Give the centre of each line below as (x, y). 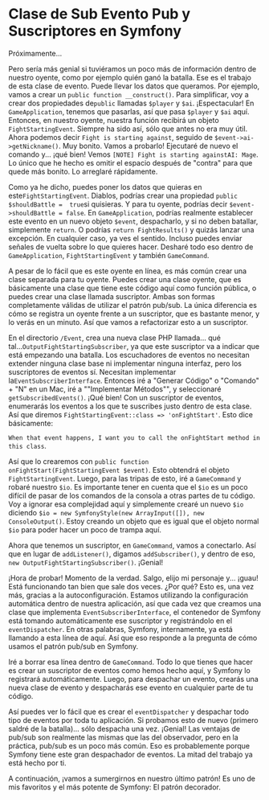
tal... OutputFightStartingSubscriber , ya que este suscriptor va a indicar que (134, 346)
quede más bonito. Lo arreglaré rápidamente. (83, 171)
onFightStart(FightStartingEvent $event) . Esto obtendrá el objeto (119, 470)
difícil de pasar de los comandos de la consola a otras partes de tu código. (132, 495)
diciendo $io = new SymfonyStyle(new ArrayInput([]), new (106, 512)
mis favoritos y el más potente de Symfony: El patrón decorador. (114, 787)
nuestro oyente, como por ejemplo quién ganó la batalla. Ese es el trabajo (130, 77)
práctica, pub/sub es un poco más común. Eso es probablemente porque (129, 745)
